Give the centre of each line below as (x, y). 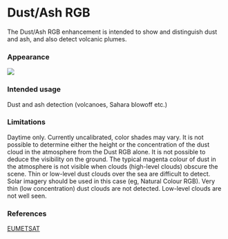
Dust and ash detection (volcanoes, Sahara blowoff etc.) (87, 104)
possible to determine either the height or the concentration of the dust (108, 144)
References (27, 214)
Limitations (27, 122)
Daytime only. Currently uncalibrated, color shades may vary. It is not (105, 137)
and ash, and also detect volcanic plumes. (67, 39)
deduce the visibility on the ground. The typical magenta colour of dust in (112, 159)
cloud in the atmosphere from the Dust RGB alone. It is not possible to (106, 152)
